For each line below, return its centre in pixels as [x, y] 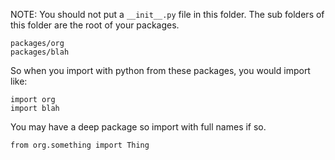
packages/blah [40, 52]
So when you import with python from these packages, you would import [160, 70]
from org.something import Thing [80, 145]
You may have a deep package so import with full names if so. [138, 127]
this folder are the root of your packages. [95, 25]
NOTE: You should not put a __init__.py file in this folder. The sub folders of [167, 14]
